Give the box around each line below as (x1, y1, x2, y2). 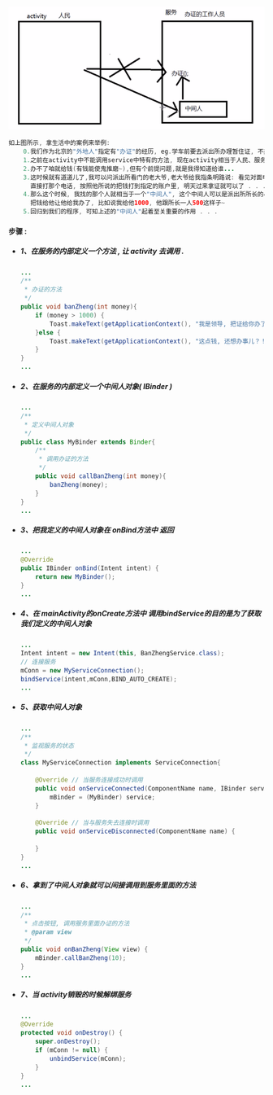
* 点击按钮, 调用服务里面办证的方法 (24, 919, 130, 928)
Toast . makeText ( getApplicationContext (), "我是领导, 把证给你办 (50, 320, 261, 328)
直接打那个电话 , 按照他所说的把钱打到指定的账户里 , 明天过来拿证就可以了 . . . (29, 182, 266, 190)
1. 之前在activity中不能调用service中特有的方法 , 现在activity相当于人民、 (23, 155, 254, 164)
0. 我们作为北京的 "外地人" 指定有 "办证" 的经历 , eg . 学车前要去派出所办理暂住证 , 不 (23, 147, 264, 156)
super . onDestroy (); (35, 1037, 102, 1046)
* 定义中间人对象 (24, 420, 75, 429)
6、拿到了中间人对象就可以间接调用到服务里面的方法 (19, 880, 197, 890)
